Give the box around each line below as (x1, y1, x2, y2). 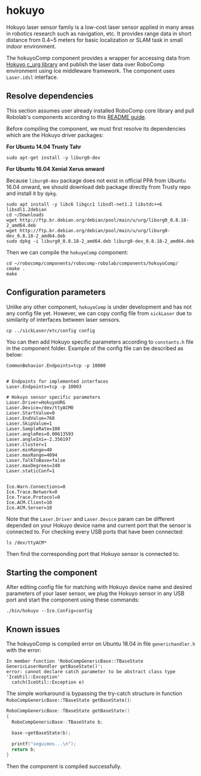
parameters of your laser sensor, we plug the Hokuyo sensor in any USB (6, 590, 185, 597)
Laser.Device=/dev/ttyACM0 (6, 404, 74, 411)
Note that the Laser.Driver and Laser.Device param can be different (6, 515, 175, 522)
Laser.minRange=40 (6, 446, 52, 453)
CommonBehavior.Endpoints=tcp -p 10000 (6, 362, 106, 369)
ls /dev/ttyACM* (6, 540, 47, 546)
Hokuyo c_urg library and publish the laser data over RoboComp (6, 61, 165, 68)
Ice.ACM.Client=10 (6, 499, 52, 505)
